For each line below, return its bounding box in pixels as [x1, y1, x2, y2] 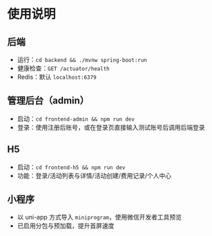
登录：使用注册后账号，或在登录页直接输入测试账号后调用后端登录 [17, 123, 205, 131]
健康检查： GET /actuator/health [17, 64, 110, 72]
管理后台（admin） [7, 95, 90, 107]
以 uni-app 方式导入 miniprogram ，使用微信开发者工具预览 [17, 213, 182, 222]
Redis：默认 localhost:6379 [17, 73, 97, 81]
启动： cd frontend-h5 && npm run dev [17, 163, 126, 171]
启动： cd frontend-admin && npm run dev [17, 115, 135, 123]
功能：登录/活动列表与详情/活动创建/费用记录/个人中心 [17, 171, 171, 179]
